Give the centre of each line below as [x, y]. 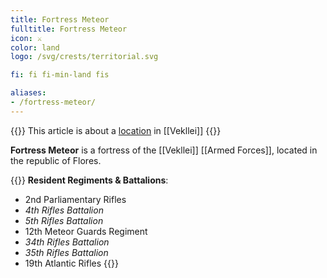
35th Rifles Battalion [66, 252]
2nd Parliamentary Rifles [75, 199]
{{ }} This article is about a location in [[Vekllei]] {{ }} [116, 130]
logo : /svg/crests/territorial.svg [84, 57]
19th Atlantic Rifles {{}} [71, 263]
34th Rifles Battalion [67, 242]
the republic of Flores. [56, 160]
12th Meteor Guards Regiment [86, 231]
